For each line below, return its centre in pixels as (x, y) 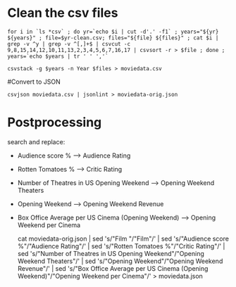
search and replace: (36, 141)
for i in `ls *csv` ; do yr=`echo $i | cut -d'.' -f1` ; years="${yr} (113, 32)
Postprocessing (55, 123)
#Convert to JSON (34, 82)
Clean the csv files (63, 13)
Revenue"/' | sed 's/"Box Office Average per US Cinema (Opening (113, 268)
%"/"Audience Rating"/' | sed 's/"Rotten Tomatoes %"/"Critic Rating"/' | (121, 246)
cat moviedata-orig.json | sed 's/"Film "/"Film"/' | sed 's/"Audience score (123, 238)
